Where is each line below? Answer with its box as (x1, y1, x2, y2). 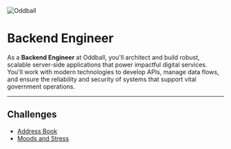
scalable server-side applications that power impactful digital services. (7, 60, 208, 69)
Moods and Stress (16, 134, 69, 142)
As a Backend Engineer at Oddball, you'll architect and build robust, (7, 53, 200, 61)
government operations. (7, 82, 76, 91)
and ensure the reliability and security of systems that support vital (7, 75, 197, 83)
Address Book (16, 127, 58, 135)
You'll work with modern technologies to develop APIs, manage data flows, (7, 67, 219, 76)
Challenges (7, 108, 57, 120)
